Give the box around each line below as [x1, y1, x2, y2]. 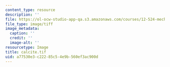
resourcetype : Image [5, 45, 49, 50]
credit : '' [10, 36, 33, 41]
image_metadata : [5, 26, 39, 31]
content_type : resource [5, 7, 56, 13]
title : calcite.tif [5, 49, 47, 54]
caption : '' [10, 31, 35, 36]
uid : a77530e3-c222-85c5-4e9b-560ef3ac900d [5, 54, 99, 59]
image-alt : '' [10, 40, 39, 45]
